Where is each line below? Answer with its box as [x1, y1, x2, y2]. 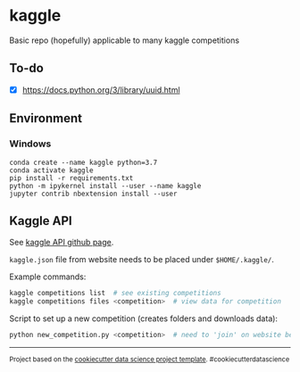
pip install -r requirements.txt [9, 173, 134, 183]
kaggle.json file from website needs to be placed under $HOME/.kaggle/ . [9, 254, 275, 265]
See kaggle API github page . [9, 237, 114, 248]
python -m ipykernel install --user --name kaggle [9, 181, 202, 190]
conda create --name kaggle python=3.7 [9, 158, 158, 167]
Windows [9, 137, 52, 150]
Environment [9, 111, 83, 126]
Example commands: [9, 271, 87, 282]
